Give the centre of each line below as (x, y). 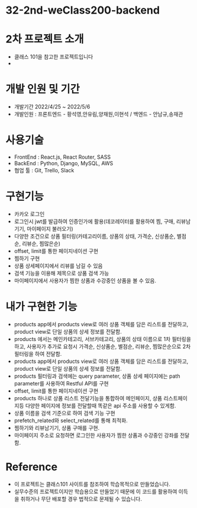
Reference (31, 467)
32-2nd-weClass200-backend (83, 10)
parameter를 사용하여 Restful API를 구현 (61, 383)
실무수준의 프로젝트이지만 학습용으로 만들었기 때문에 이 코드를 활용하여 (96, 491)
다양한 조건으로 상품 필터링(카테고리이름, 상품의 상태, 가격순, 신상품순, (95, 236)
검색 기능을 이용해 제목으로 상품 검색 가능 (62, 273)
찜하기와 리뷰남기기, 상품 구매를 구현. (57, 427)
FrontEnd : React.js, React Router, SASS (62, 157)
